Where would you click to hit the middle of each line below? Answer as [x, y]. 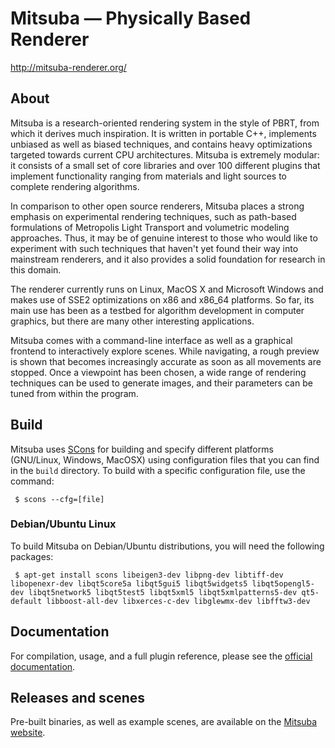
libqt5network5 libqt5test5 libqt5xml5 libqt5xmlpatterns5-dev [163, 592]
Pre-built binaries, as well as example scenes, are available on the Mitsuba [164, 722]
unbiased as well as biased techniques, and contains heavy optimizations [161, 144]
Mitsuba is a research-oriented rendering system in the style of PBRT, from [165, 123]
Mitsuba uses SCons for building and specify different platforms [142, 449]
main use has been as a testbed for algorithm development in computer [157, 310]
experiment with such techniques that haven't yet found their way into [154, 248]
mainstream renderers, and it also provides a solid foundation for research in [168, 259]
